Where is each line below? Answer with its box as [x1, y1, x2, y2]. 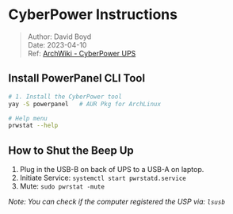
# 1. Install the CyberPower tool [8, 93, 123, 101]
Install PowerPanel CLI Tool [8, 71, 145, 85]
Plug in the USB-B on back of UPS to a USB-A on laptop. [19, 165, 204, 174]
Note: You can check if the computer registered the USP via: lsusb [8, 197, 226, 207]
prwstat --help [8, 121, 59, 130]
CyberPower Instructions [8, 6, 178, 24]
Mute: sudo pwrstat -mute [19, 182, 105, 191]
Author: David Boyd [27, 32, 92, 41]
